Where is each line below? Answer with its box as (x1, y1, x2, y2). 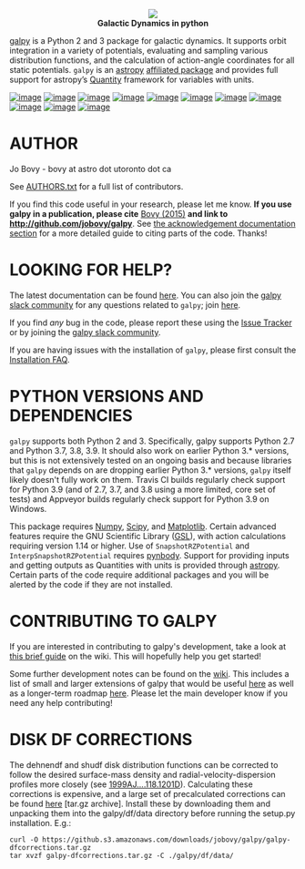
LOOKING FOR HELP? (9, 260, 173, 281)
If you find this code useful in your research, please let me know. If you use (9, 199, 292, 210)
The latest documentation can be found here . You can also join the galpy (9, 290, 282, 301)
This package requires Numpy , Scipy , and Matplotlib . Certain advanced (9, 520, 277, 532)
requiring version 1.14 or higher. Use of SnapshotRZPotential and (9, 540, 250, 551)
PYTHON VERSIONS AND (9, 386, 204, 407)
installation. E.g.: (9, 817, 71, 828)
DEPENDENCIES (9, 405, 134, 426)
